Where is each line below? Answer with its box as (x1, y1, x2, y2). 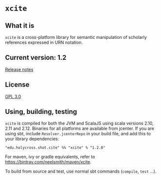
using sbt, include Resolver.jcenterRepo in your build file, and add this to (5, 131, 151, 137)
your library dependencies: (5, 136, 59, 142)
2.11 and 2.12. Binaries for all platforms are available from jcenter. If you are (5, 125, 154, 131)
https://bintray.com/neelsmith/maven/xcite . (5, 159, 91, 165)
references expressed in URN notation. (5, 39, 83, 45)
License (5, 81, 30, 89)
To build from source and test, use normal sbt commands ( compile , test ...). (5, 168, 157, 174)
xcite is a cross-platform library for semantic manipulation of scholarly (5, 35, 147, 40)
